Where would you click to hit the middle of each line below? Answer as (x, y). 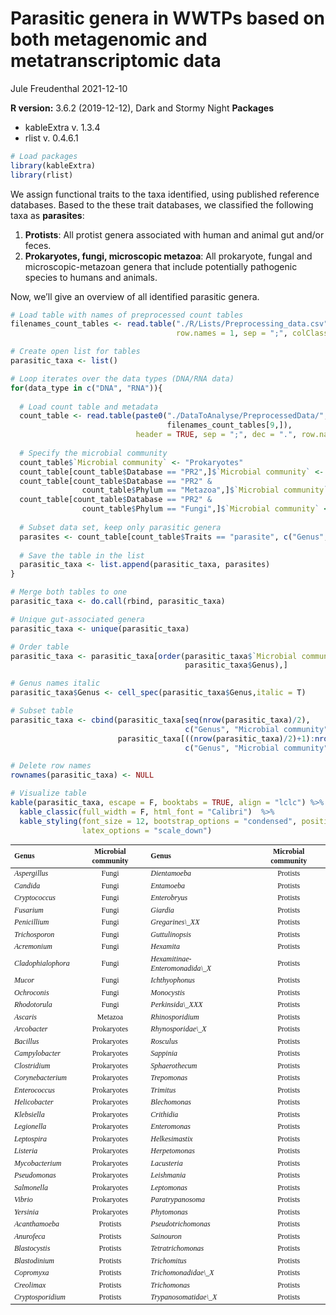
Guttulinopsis (171, 934)
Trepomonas (169, 1078)
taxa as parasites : (47, 215)
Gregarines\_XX (175, 922)
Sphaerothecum (174, 1065)
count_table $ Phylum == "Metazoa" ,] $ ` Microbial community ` (205, 490)
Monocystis (167, 992)
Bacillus (27, 1041)
